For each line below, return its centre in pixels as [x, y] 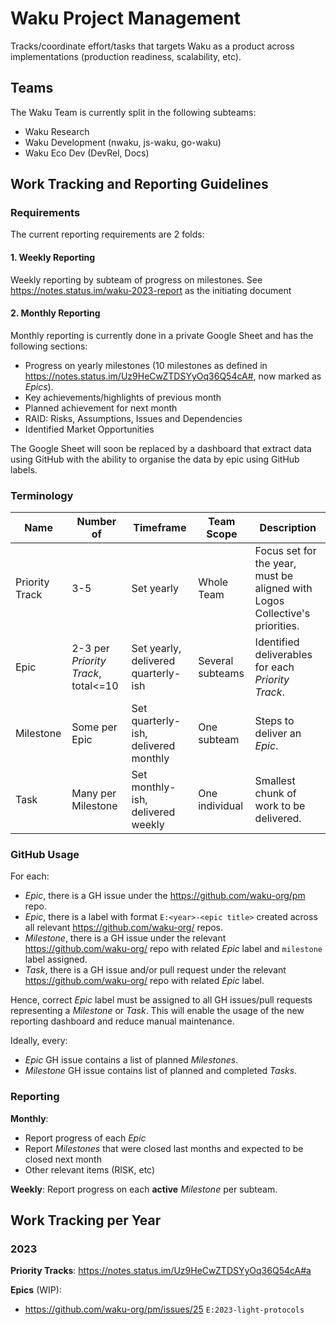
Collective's [282, 614]
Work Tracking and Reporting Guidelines [139, 184]
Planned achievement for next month [101, 408]
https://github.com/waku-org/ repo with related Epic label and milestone [173, 949]
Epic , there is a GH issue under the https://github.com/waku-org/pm [165, 896]
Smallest [275, 781]
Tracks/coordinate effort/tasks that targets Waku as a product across [152, 46]
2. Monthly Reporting [55, 313]
